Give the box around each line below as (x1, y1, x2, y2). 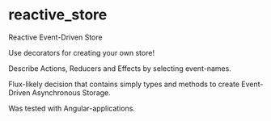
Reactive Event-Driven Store (8, 32, 103, 42)
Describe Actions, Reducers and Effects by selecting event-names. (8, 63, 232, 73)
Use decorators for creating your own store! (8, 48, 155, 57)
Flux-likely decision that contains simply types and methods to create (8, 79, 240, 89)
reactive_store (8, 6, 108, 24)
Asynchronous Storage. (32, 87, 111, 98)
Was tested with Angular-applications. (8, 103, 136, 113)
